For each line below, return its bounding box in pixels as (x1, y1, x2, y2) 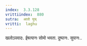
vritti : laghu (5, 21, 37, 26)
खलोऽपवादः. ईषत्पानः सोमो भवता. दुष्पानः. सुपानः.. (5, 35, 82, 41)
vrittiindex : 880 (5, 12, 44, 17)
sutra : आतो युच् (5, 16, 37, 21)
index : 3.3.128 (5, 7, 39, 12)
